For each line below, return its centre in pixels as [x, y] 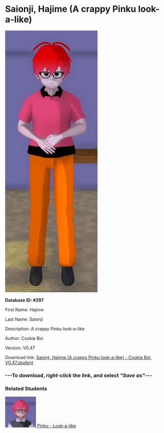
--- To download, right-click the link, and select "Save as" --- [79, 375]
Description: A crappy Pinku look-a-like [45, 329]
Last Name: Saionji [24, 319]
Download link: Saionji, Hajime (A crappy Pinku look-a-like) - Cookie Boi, [78, 357]
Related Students [26, 389]
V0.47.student [19, 363]
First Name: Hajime [25, 309]
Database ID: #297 [25, 300]
